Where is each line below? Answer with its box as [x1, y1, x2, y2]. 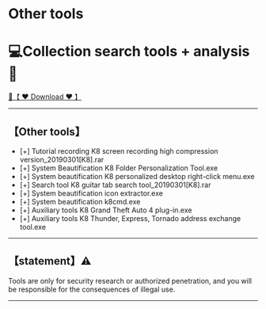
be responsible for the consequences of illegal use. [8, 284, 176, 294]
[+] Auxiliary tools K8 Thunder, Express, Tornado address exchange [19, 213, 241, 223]
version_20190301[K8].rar [19, 154, 104, 164]
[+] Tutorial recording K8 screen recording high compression [19, 146, 218, 155]
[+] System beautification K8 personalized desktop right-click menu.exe [19, 171, 255, 181]
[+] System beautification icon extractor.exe [19, 188, 164, 198]
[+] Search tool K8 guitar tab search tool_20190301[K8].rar [19, 180, 211, 189]
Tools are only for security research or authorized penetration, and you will [8, 276, 252, 285]
